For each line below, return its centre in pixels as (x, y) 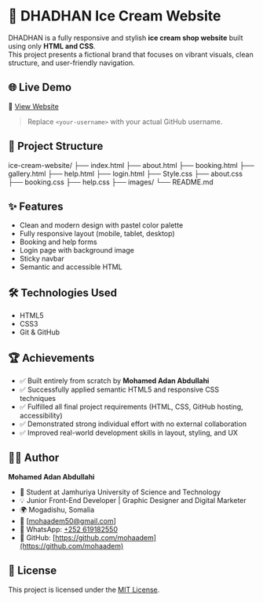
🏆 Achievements (51, 358)
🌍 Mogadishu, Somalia (57, 509)
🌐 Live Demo (40, 88)
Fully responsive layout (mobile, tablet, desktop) (97, 234)
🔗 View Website (33, 106)
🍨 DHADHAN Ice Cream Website (115, 16)
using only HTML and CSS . (52, 46)
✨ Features (36, 206)
